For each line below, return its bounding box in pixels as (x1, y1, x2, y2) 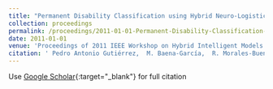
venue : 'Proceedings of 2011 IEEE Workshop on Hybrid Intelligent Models (8, 42, 264, 50)
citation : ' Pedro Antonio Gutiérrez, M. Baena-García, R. (8, 49, 220, 57)
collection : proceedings (8, 19, 93, 28)
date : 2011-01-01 (8, 34, 67, 43)
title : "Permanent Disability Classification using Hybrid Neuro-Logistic (8, 11, 267, 20)
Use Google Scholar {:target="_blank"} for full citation (8, 72, 187, 81)
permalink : (8, 27, 45, 35)
